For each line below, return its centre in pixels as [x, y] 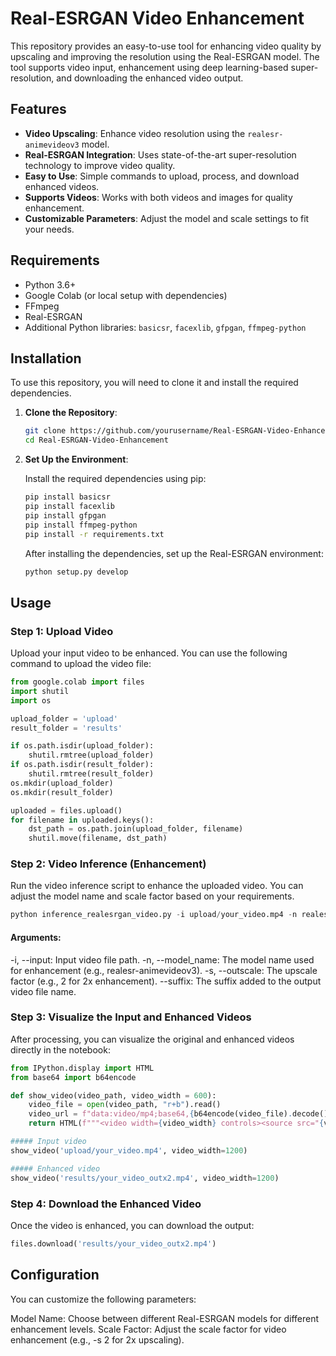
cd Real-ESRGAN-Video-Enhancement [96, 440]
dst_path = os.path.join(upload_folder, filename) [136, 829]
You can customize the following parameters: [103, 1299]
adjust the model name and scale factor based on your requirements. [152, 896]
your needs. [49, 229]
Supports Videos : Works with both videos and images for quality [158, 197]
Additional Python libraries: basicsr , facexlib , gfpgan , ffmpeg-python [165, 327]
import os [31, 700]
